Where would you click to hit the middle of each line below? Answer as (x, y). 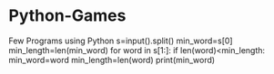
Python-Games (67, 16)
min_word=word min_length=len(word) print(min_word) (112, 60)
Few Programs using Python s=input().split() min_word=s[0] (121, 41)
